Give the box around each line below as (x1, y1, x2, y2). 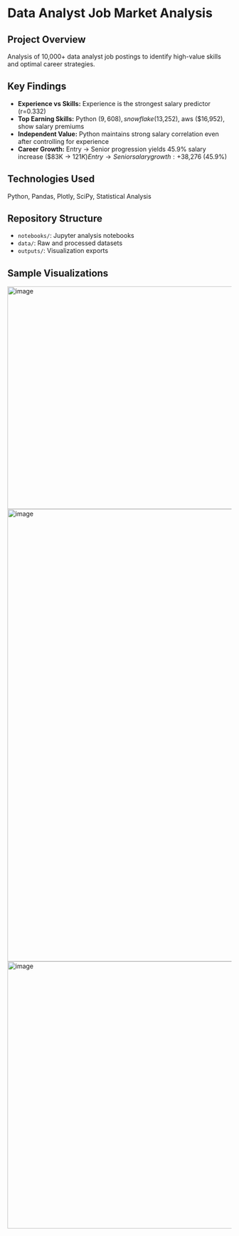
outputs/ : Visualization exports (17, 246, 109, 255)
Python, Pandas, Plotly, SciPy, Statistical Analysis (7, 192, 152, 200)
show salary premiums (17, 122, 85, 130)
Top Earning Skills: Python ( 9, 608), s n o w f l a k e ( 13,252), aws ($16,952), (17, 114, 225, 123)
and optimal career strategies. (7, 60, 95, 68)
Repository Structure (7, 212, 103, 225)
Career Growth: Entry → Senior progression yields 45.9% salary (17, 145, 206, 153)
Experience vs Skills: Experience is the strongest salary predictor (17, 99, 211, 108)
